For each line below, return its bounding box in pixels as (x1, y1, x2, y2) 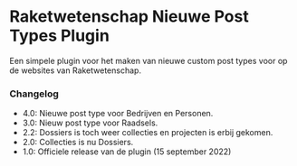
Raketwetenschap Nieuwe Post (9, 6, 249, 27)
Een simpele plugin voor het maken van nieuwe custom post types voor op (9, 55, 288, 66)
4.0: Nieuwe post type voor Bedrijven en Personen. (22, 108, 214, 119)
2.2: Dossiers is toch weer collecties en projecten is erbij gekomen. (22, 127, 273, 138)
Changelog (9, 88, 59, 100)
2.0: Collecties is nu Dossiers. (22, 137, 134, 148)
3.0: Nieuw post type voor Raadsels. (22, 117, 158, 128)
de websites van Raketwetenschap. (9, 65, 142, 76)
